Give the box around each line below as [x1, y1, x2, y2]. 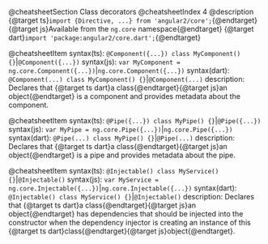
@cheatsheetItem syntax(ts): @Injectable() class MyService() [8, 166, 219, 175]
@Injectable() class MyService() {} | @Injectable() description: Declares [8, 192, 255, 201]
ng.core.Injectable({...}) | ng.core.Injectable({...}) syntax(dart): [8, 183, 237, 193]
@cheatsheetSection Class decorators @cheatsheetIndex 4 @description [8, 7, 254, 16]
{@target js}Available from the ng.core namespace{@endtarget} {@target [8, 24, 254, 33]
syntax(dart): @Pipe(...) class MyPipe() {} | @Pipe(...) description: [8, 133, 236, 143]
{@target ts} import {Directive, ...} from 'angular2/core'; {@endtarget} [8, 15, 257, 25]
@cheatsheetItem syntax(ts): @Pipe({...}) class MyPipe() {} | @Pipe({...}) [8, 116, 262, 125]
